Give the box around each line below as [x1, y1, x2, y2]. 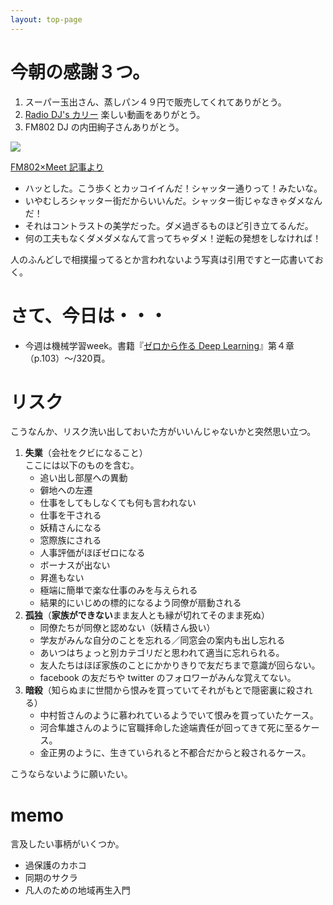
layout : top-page [10, 14, 83, 25]
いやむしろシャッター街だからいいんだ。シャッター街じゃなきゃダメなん [24, 194, 323, 206]
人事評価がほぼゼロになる [39, 547, 146, 559]
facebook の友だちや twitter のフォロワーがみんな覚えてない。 [39, 672, 297, 684]
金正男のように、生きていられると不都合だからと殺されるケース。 [39, 747, 312, 759]
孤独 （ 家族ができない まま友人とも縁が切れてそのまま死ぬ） [24, 609, 270, 621]
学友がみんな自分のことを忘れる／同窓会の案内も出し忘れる [39, 634, 286, 646]
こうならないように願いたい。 [10, 768, 133, 780]
